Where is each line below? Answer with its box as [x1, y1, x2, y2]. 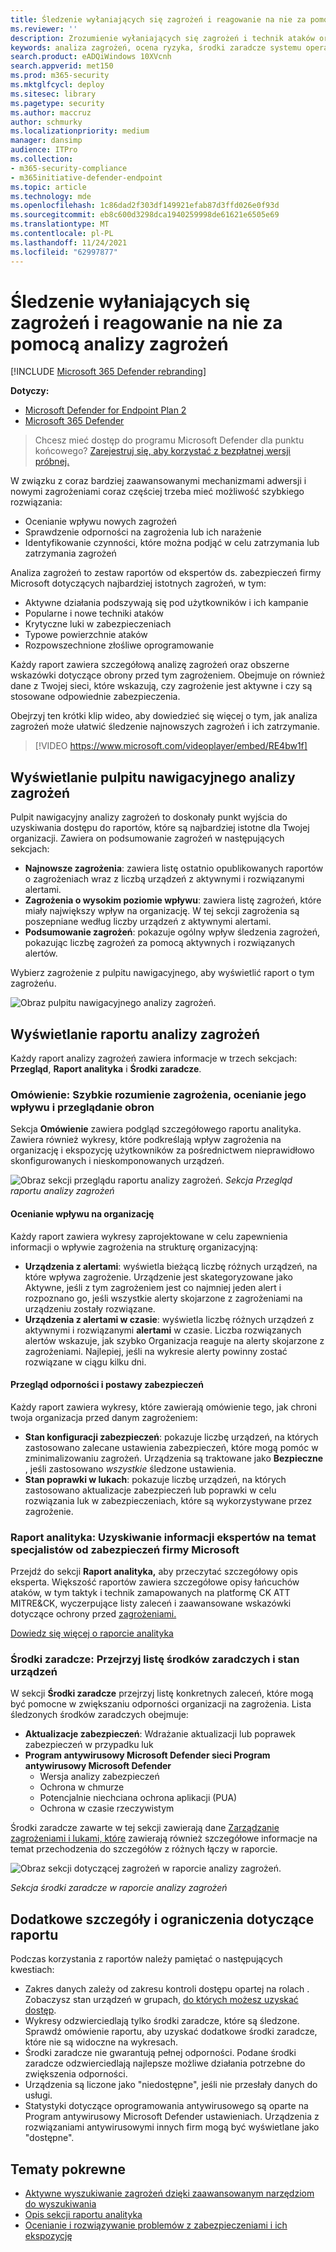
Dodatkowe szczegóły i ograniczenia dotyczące [10, 1911, 315, 1928]
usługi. [24, 2089, 53, 2101]
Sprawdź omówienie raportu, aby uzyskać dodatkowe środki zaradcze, [24, 2026, 318, 2038]
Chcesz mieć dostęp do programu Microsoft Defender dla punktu [34, 434, 305, 446]
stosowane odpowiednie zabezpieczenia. [10, 691, 181, 703]
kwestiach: [10, 1964, 55, 1976]
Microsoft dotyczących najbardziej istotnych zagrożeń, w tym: [10, 577, 267, 590]
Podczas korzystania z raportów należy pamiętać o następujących [10, 1953, 283, 1965]
